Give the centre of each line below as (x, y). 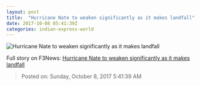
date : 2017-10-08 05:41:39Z (42, 23)
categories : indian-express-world (50, 29)
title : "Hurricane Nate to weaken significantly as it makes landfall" (101, 18)
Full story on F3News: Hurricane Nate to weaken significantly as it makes (98, 58)
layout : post (23, 12)
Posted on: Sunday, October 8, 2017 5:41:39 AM (81, 76)
